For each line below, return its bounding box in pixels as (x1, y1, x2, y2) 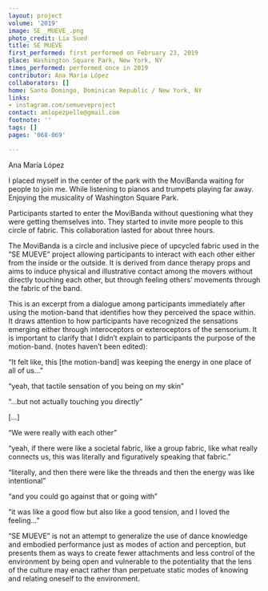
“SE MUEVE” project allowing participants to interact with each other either (8, 249, 255, 259)
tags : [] (8, 123, 38, 132)
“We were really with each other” (8, 427, 118, 437)
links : (8, 94, 30, 102)
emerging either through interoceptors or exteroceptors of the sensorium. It (8, 324, 258, 334)
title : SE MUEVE (8, 42, 62, 50)
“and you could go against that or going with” (8, 491, 158, 501)
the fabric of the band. (8, 283, 82, 293)
